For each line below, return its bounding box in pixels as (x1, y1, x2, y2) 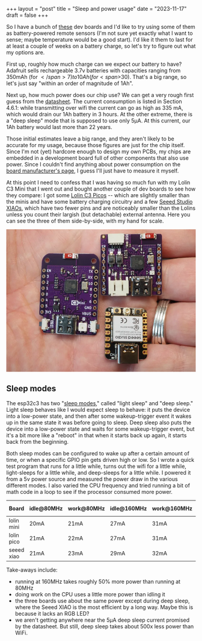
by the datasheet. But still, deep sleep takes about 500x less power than (14, 622, 194, 630)
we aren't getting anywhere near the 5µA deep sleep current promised (14, 616, 190, 624)
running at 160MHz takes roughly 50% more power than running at (14, 578, 181, 585)
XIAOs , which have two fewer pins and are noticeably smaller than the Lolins (6, 204, 196, 212)
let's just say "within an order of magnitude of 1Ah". (6, 80, 133, 87)
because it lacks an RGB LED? (14, 610, 90, 617)
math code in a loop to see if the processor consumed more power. (6, 488, 173, 495)
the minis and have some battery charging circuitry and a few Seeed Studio (6, 198, 193, 205)
